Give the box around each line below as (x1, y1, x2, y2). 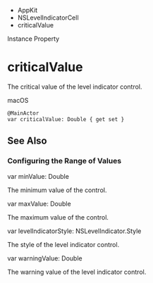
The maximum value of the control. (7, 213, 109, 221)
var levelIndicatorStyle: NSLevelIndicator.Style (7, 227, 142, 235)
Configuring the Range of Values (7, 156, 122, 166)
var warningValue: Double (7, 253, 82, 263)
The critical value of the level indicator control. (7, 82, 142, 91)
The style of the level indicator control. (7, 240, 120, 249)
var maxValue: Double (7, 199, 72, 208)
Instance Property (7, 34, 60, 43)
